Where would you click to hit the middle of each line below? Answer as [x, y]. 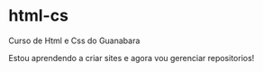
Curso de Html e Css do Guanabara [74, 40]
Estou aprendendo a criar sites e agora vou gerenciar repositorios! [131, 58]
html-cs [39, 16]
